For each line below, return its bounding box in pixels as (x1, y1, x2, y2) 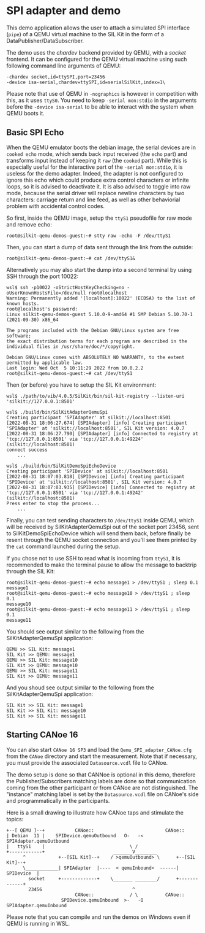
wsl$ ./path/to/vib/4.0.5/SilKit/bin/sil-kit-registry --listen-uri (6, 393, 185, 399)
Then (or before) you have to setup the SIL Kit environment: (6, 381, 157, 389)
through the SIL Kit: (6, 567, 55, 575)
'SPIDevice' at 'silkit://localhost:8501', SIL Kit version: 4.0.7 (6, 479, 182, 485)
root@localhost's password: (6, 306, 78, 312)
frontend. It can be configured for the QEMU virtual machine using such (6, 55, 187, 63)
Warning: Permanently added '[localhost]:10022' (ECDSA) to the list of (6, 295, 196, 301)
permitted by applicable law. (6, 360, 84, 366)
